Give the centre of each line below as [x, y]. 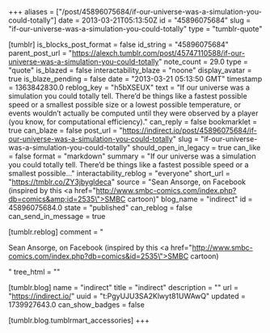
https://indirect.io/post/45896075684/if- [190, 130]
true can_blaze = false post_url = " [65, 130]
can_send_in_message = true [57, 216]
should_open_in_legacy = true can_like [196, 148]
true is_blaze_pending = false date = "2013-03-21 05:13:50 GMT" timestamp [135, 79]
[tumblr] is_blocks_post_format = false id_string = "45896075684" [118, 44]
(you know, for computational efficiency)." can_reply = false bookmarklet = [133, 122]
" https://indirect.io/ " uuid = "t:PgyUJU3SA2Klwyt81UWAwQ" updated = [127, 296]
